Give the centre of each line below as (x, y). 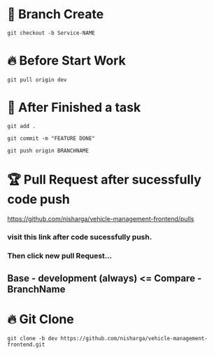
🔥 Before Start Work (66, 61)
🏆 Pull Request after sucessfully (104, 180)
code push (38, 200)
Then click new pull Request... (60, 256)
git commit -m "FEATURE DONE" (51, 138)
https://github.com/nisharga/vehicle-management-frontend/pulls (101, 218)
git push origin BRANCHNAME (48, 151)
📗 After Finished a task (74, 107)
